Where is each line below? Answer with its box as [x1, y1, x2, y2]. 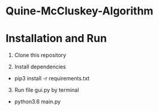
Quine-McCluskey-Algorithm [5, 4, 154, 18]
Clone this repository [14, 52, 67, 59]
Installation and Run [5, 32, 107, 46]
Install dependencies [14, 63, 67, 70]
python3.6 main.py [14, 98, 61, 106]
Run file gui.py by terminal [14, 86, 79, 94]
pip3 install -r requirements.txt [14, 75, 90, 82]
